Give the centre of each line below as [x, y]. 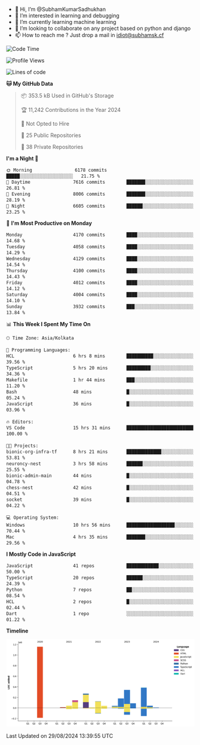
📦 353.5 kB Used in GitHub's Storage [67, 95]
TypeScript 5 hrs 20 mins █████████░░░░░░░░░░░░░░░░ [100, 368]
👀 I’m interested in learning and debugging [67, 16]
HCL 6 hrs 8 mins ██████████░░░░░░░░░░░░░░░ [100, 356]
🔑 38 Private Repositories [52, 147]
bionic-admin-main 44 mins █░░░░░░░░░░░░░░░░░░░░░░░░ [100, 476]
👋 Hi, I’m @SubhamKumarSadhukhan [60, 9]
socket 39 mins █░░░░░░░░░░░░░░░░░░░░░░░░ [100, 500]
